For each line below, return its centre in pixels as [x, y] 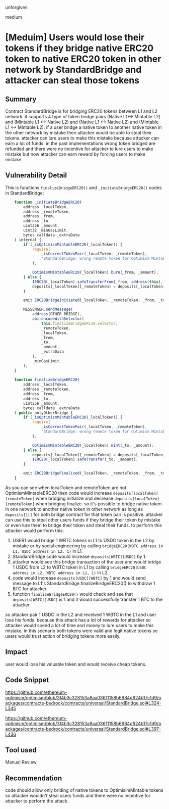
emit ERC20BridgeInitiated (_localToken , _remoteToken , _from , [90, 300]
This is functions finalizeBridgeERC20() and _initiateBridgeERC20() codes [83, 187]
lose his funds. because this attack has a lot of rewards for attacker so [78, 620]
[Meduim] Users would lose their [75, 38]
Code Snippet [27, 680]
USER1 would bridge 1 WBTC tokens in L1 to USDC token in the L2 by [83, 540]
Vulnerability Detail [36, 176]
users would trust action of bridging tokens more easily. [63, 636]
